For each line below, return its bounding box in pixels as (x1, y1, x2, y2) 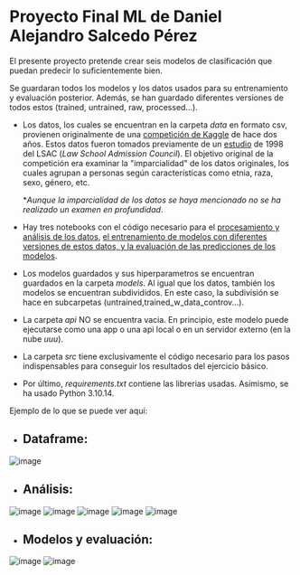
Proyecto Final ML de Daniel (9, 6, 223, 27)
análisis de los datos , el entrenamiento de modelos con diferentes (22, 231, 267, 241)
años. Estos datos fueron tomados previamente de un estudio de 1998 (22, 138, 284, 149)
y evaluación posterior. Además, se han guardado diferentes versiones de (9, 92, 285, 103)
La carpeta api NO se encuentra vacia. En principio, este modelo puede (22, 314, 289, 325)
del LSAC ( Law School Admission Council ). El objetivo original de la (22, 147, 274, 159)
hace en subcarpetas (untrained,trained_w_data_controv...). (22, 297, 245, 307)
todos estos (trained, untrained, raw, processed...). (9, 101, 199, 112)
